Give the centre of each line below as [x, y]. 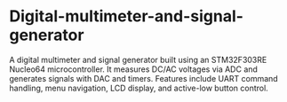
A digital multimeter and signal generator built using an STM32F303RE [138, 59]
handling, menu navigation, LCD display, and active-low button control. [139, 88]
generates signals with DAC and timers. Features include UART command [143, 78]
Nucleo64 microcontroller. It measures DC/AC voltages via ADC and [133, 69]
